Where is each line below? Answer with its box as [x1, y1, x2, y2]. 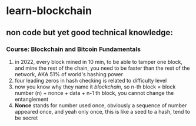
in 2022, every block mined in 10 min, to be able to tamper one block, [14, 58, 182, 65]
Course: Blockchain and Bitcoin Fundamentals [6, 45, 141, 53]
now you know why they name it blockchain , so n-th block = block [14, 83, 176, 90]
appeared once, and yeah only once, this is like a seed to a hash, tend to [14, 108, 190, 115]
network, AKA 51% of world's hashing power [14, 70, 124, 77]
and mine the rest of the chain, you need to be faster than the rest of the [14, 64, 190, 71]
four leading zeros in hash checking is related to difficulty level [14, 77, 167, 84]
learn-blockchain [6, 4, 92, 18]
